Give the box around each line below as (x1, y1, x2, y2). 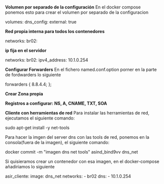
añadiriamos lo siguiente (5, 164, 55, 169)
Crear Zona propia (5, 91, 43, 96)
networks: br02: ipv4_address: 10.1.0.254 (5, 57, 89, 63)
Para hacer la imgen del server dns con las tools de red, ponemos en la (5, 134, 149, 140)
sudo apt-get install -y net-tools (5, 125, 70, 130)
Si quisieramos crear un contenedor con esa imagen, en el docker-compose (5, 158, 160, 164)
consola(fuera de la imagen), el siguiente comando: (5, 140, 110, 145)
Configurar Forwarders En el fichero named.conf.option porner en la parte (5, 66, 157, 72)
